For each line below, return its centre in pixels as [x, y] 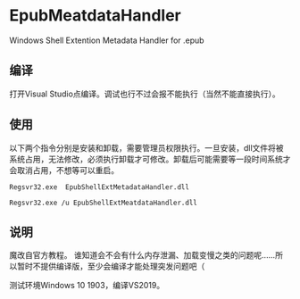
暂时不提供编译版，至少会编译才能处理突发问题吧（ [111, 266]
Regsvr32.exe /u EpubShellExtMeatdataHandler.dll [104, 203]
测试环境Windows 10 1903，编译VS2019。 [87, 286]
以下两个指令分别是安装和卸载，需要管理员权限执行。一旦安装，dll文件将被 [146, 147]
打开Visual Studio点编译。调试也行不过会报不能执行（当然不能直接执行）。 [145, 94]
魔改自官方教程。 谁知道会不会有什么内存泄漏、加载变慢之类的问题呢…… [142, 255]
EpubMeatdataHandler [95, 16]
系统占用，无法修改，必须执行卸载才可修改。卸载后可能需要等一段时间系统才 [150, 159]
